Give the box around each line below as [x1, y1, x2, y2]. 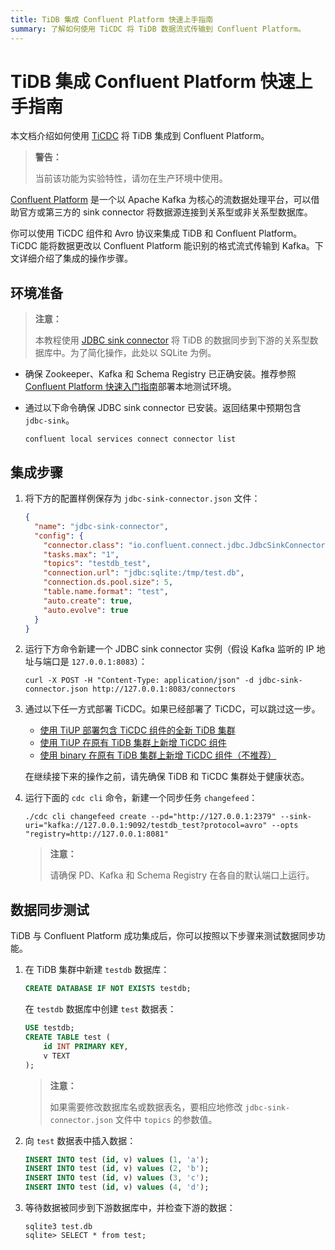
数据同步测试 [10, 901, 90, 918]
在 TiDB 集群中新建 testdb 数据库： [24, 964, 170, 976]
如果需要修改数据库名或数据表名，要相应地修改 [49, 1101, 243, 1113]
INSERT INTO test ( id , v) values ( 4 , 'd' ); [24, 1182, 210, 1193]
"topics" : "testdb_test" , [43, 559, 152, 569]
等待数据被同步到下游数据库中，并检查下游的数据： [24, 1202, 236, 1213]
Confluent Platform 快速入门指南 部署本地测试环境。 [24, 381, 237, 393]
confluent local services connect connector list [24, 434, 237, 445]
